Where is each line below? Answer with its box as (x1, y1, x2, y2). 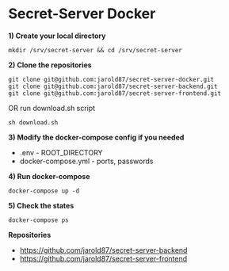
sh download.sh (8, 118, 59, 127)
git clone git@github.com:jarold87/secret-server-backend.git (8, 82, 218, 90)
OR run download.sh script (8, 103, 96, 113)
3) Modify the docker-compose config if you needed (8, 132, 185, 142)
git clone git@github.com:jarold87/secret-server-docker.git (8, 75, 215, 83)
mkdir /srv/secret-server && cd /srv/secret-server (8, 46, 182, 54)
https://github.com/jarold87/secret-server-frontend (19, 254, 188, 263)
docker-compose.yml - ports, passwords (19, 156, 154, 166)
